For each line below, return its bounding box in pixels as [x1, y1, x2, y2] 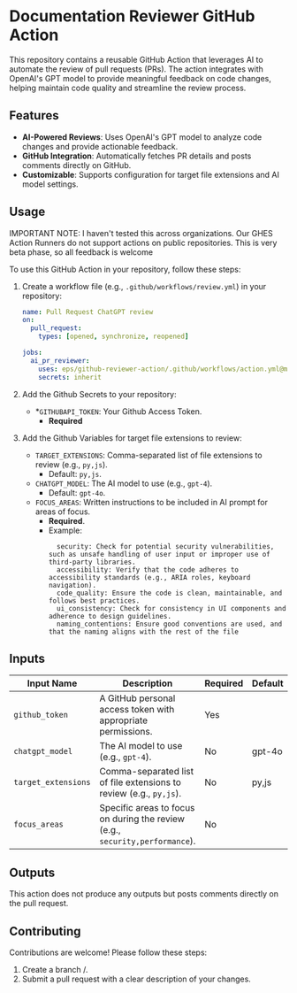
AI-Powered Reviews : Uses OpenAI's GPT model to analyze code [21, 131, 263, 142]
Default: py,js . [48, 468, 102, 479]
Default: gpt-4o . [48, 487, 106, 497]
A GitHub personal [99, 692, 176, 704]
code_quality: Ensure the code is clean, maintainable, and [56, 589, 283, 597]
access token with [99, 704, 175, 716]
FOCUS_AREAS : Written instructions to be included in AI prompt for [34, 496, 268, 507]
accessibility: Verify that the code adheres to [56, 565, 240, 574]
